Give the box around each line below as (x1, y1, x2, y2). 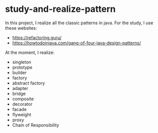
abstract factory (12, 80, 45, 86)
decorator (12, 101, 33, 107)
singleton (12, 59, 32, 65)
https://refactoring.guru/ (12, 35, 62, 41)
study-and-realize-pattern (5, 3, 116, 15)
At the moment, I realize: (5, 49, 55, 55)
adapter (12, 85, 29, 91)
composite (12, 95, 34, 102)
